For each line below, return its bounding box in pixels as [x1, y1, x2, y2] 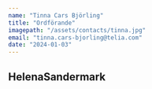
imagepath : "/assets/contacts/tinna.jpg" [8, 26, 146, 34]
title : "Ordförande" [8, 19, 76, 27]
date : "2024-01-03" [8, 41, 72, 49]
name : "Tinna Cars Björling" [8, 11, 104, 20]
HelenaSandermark [8, 70, 106, 83]
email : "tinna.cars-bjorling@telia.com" [8, 33, 143, 42]
